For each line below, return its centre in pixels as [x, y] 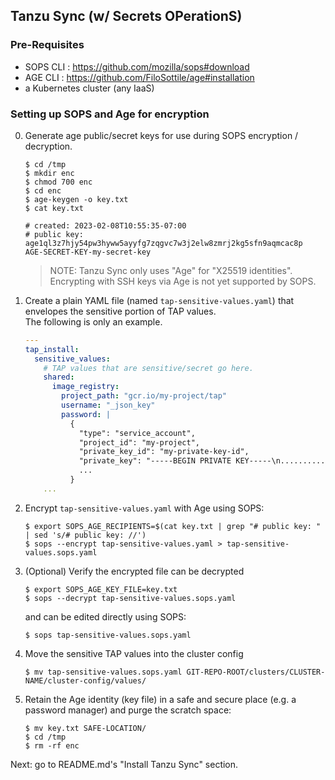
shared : [59, 377]
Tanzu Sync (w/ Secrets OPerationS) [126, 16]
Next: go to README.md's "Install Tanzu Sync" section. [124, 764]
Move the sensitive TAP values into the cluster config [134, 653]
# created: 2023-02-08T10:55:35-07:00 [105, 225]
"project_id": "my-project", [139, 442]
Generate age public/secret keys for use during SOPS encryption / [161, 135]
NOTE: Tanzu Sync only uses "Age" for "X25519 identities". [171, 270]
